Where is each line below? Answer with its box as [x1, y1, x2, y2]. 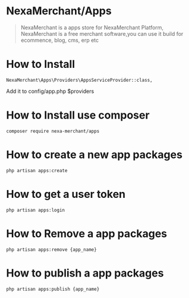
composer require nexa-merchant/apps [6, 128, 100, 134]
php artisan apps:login [6, 207, 65, 213]
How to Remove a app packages [6, 226, 168, 240]
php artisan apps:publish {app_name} [6, 286, 100, 292]
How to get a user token [6, 187, 126, 201]
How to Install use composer [6, 108, 150, 122]
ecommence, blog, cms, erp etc [20, 36, 99, 44]
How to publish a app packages [6, 266, 164, 280]
